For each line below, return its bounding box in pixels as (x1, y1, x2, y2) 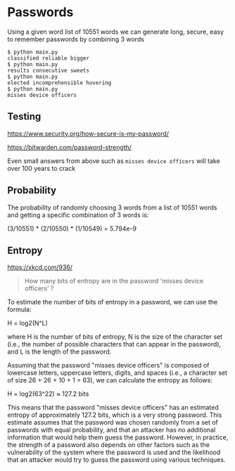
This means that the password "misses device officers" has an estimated (7, 404, 220, 412)
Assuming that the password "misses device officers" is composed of (7, 361, 210, 370)
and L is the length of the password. (7, 347, 112, 356)
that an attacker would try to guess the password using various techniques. (7, 456, 226, 464)
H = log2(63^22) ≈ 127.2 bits (7, 389, 89, 398)
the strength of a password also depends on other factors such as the (7, 441, 210, 449)
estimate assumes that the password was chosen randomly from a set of (7, 418, 218, 427)
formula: (7, 305, 32, 314)
